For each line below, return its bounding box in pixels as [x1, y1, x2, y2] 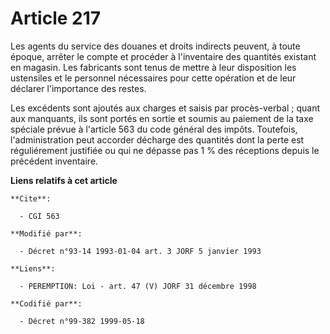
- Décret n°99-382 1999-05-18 [19, 316, 145, 326]
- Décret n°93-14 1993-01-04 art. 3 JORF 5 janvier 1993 [19, 246, 262, 256]
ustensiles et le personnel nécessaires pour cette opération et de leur [10, 72, 297, 84]
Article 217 [10, 7, 102, 30]
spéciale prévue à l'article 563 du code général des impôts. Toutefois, [10, 123, 298, 135]
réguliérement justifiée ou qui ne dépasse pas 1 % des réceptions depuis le [10, 144, 320, 156]
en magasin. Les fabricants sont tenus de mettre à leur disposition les [10, 61, 297, 73]
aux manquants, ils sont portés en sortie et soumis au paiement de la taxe [10, 112, 314, 124]
